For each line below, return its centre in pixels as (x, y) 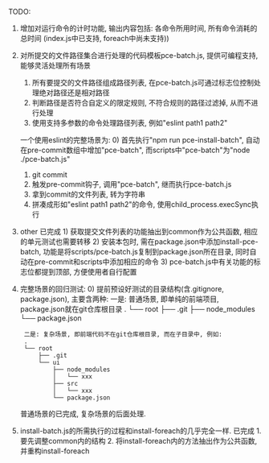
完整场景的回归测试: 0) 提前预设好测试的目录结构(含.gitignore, (122, 289)
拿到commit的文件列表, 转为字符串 (89, 194)
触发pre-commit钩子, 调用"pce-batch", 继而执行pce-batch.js (132, 184)
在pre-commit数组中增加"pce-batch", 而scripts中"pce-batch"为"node (135, 150)
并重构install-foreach (55, 451)
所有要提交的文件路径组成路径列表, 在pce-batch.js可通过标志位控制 (143, 83)
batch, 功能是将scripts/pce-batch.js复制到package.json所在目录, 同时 (135, 252)
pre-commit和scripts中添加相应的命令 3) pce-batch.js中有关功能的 (144, 262)
